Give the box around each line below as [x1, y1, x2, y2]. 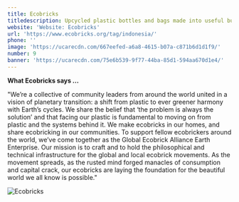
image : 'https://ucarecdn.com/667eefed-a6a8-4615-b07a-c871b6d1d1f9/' [7, 43, 221, 51]
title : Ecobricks [7, 10, 59, 18]
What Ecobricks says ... [7, 76, 80, 85]
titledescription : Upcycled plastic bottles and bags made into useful [7, 17, 224, 24]
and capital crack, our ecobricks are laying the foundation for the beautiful [7, 165, 225, 174]
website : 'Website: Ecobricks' [7, 23, 100, 31]
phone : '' [7, 37, 37, 44]
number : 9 [7, 51, 37, 58]
